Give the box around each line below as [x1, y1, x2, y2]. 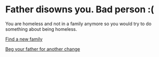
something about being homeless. [5, 26, 77, 32]
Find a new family [5, 36, 43, 42]
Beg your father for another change [5, 46, 81, 52]
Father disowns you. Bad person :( [5, 4, 154, 15]
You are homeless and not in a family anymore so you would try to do [5, 21, 152, 27]
